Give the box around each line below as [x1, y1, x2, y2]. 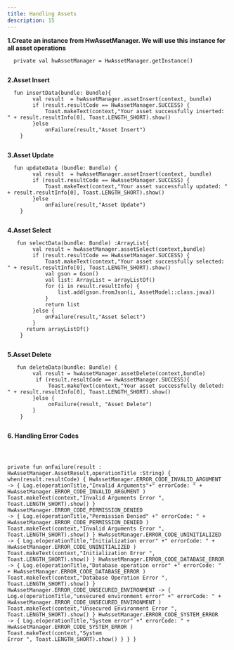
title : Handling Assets [7, 10, 77, 18]
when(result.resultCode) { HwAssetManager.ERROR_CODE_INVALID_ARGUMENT [7, 476, 221, 483]
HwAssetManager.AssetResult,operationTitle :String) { [7, 469, 171, 476]
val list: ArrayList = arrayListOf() [44, 276, 156, 283]
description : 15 [7, 17, 55, 24]
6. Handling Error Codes [7, 431, 79, 440]
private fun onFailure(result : [7, 463, 102, 471]
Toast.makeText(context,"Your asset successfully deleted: [48, 382, 225, 389]
